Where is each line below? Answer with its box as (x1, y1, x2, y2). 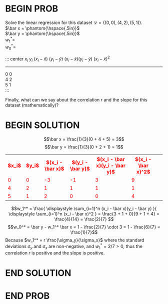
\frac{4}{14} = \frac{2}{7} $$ (54, 216, 114, 222)
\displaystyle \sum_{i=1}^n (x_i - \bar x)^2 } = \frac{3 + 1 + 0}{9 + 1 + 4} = (8, 211, 160, 217)
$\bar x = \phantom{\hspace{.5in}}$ (5, 25, 80, 31)
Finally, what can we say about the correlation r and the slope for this (5, 97, 147, 103)
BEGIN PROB (5, 3, 58, 14)
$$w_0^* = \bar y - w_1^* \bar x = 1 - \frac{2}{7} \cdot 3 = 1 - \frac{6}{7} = (7, 224, 160, 230)
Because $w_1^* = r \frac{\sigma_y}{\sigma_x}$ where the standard (5, 237, 144, 243)
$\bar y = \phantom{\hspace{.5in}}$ (5, 30, 80, 36)
